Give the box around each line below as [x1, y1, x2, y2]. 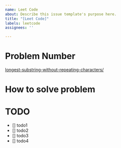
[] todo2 [12, 127, 29, 133]
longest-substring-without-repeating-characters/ [5, 67, 104, 73]
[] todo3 [12, 133, 29, 139]
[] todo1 [12, 123, 28, 128]
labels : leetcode [5, 21, 40, 26]
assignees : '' [5, 25, 34, 30]
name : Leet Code [5, 7, 38, 12]
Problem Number [5, 51, 76, 62]
